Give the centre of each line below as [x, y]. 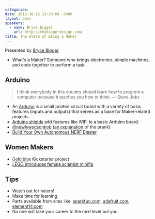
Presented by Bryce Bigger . [32, 50]
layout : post [18, 18]
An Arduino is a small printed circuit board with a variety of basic [77, 106]
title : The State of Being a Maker [41, 37]
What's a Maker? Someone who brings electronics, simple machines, [81, 60]
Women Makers [29, 148]
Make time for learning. [35, 196]
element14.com [27, 206]
